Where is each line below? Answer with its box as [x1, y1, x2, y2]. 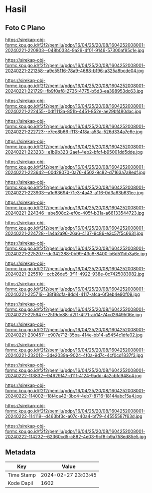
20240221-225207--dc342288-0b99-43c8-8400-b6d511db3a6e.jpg [5, 251, 148, 256]
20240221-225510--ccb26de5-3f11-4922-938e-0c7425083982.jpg [5, 271, 145, 277]
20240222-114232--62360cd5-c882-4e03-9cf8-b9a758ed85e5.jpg [5, 434, 146, 439]
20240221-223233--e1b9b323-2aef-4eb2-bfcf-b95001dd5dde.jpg [5, 149, 143, 155]
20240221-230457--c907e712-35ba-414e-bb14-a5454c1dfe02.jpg [5, 332, 143, 338]
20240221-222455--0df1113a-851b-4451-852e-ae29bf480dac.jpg [5, 109, 142, 114]
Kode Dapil [7, 479, 33, 486]
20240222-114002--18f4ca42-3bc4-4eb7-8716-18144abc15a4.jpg [5, 393, 142, 399]
